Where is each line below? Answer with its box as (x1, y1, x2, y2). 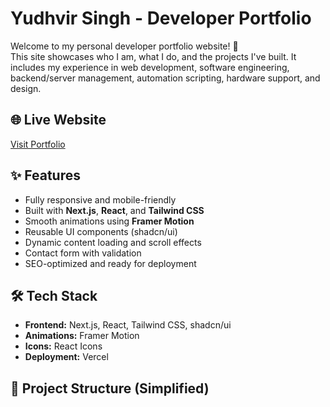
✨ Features (10, 167, 81, 184)
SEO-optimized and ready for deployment (24, 257, 197, 269)
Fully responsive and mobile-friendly (24, 193, 177, 206)
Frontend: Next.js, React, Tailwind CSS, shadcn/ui (24, 319, 232, 331)
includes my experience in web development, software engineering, (10, 61, 290, 73)
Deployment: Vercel (24, 351, 109, 363)
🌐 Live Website (10, 112, 107, 129)
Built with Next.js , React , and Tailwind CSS (24, 204, 205, 216)
